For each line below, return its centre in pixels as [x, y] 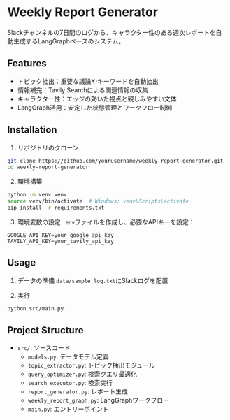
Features [27, 64]
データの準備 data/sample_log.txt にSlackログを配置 [93, 280]
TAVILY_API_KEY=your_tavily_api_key [60, 241]
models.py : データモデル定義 [69, 356]
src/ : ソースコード [44, 348]
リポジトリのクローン [48, 147]
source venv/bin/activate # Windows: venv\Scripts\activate [98, 201]
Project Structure [45, 330]
